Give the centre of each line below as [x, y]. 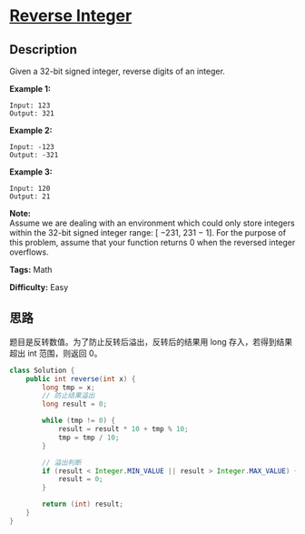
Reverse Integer [71, 16]
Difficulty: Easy [39, 287]
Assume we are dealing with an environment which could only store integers [152, 223]
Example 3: [31, 172]
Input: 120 [30, 188]
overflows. [29, 252]
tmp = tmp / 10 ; [89, 438]
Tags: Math [31, 270]
